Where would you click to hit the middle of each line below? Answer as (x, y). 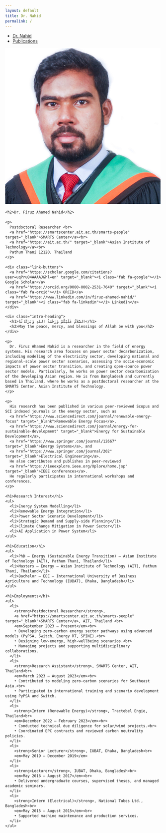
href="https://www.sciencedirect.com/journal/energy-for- (78, 426)
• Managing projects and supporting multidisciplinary (72, 646)
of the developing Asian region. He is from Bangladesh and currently (80, 377)
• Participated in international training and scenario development (86, 691)
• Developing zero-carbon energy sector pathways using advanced (83, 631)
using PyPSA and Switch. (31, 696)
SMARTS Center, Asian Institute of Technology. (55, 387)
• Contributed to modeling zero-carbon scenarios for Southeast (82, 681)
